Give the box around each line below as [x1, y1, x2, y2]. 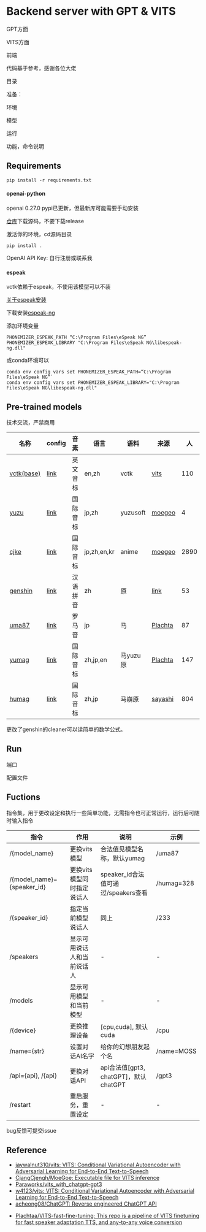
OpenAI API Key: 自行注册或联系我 [6, 254, 93, 261]
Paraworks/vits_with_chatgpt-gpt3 [15, 1180, 102, 1188]
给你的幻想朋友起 [100, 1043, 150, 1051]
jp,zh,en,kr [84, 547, 115, 556]
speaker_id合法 [100, 870, 145, 878]
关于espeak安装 [6, 296, 47, 304]
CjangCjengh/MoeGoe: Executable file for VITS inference [15, 1174, 160, 1182]
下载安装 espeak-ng [6, 309, 55, 316]
